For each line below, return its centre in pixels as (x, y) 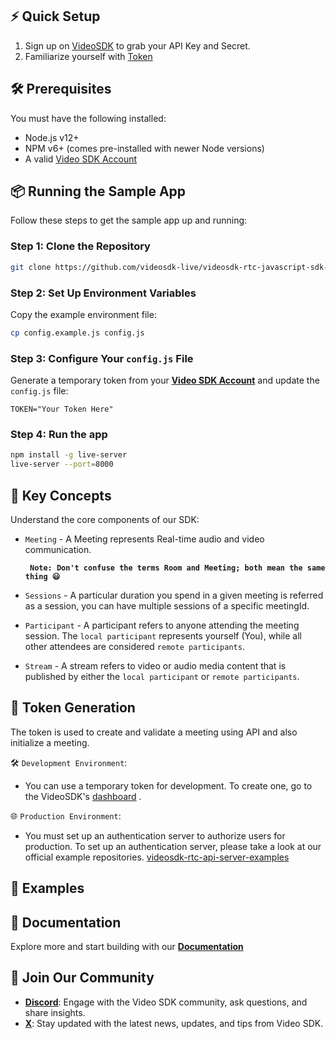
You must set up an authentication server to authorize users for (155, 835)
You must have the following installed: (88, 118)
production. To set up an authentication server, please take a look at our (173, 846)
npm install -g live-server (69, 455)
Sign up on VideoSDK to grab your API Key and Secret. (137, 45)
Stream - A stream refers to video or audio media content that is (155, 665)
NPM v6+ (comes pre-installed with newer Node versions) (144, 148)
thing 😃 (42, 576)
